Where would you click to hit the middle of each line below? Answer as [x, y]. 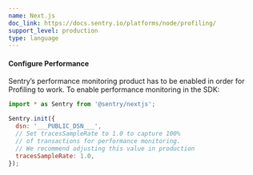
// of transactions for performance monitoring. [98, 141]
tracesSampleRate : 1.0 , [55, 156]
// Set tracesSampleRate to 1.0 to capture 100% [98, 134]
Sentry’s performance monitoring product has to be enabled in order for [127, 82]
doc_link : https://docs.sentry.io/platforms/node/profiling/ [112, 23]
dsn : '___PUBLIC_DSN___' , [59, 126]
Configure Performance [49, 63]
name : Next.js [32, 16]
